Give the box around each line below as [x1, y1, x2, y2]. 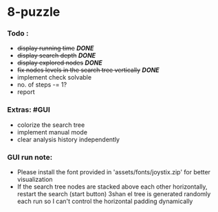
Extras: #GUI [7, 105, 50, 115]
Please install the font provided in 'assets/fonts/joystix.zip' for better [17, 168, 211, 176]
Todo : [7, 29, 29, 38]
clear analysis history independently [17, 135, 120, 143]
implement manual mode [17, 128, 88, 136]
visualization [17, 176, 53, 184]
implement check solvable [17, 73, 91, 82]
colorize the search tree [17, 121, 85, 129]
